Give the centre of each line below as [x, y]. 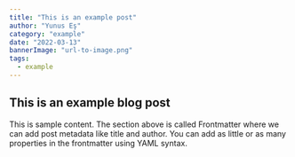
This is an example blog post [90, 103]
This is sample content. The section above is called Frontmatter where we [144, 124]
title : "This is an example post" [73, 17]
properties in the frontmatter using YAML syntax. [99, 143]
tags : [19, 59]
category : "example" [48, 34]
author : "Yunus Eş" [45, 26]
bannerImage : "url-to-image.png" [71, 51]
